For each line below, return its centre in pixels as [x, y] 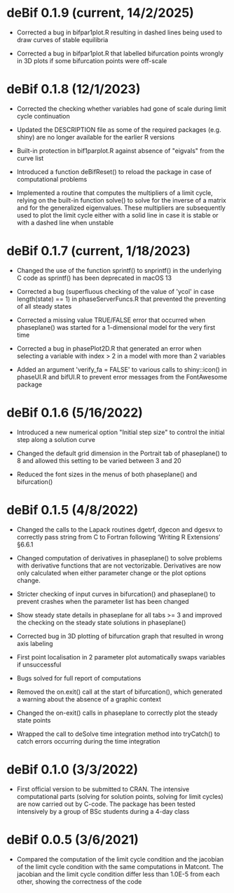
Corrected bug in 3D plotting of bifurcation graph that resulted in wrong [120, 636]
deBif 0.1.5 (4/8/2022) [73, 510]
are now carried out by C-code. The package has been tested [106, 804]
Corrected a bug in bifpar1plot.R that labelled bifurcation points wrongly [120, 53]
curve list [30, 158]
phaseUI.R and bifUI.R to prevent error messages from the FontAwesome [122, 377]
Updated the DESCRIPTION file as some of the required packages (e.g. [119, 129]
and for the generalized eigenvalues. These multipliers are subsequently [121, 208]
